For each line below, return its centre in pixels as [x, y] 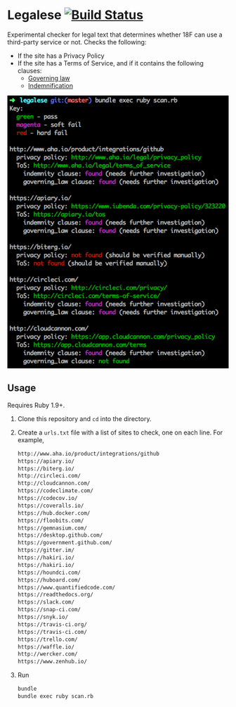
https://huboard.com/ [49, 580]
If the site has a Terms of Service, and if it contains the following [110, 63]
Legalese [34, 15]
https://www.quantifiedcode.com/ [66, 587]
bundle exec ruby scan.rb [55, 696]
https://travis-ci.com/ [52, 632]
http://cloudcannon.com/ [54, 483]
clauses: [29, 70]
